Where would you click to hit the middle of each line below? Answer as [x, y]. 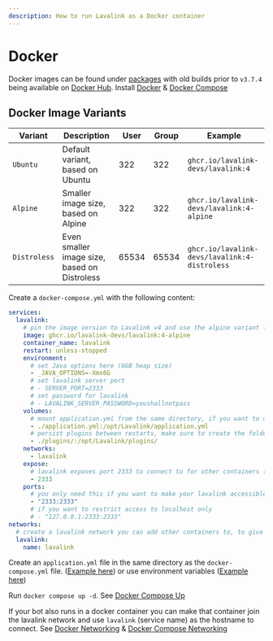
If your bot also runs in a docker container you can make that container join [134, 612]
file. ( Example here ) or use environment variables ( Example [149, 571]
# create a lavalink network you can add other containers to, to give [140, 532]
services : [25, 313]
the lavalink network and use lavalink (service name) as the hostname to [131, 620]
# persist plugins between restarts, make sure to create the [137, 434]
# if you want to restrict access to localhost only [121, 509]
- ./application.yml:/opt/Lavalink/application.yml [119, 426]
